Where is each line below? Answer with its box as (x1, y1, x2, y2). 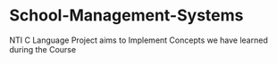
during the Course (9, 44, 77, 54)
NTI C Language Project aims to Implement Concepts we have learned (9, 35, 268, 45)
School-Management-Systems (9, 5, 244, 26)
